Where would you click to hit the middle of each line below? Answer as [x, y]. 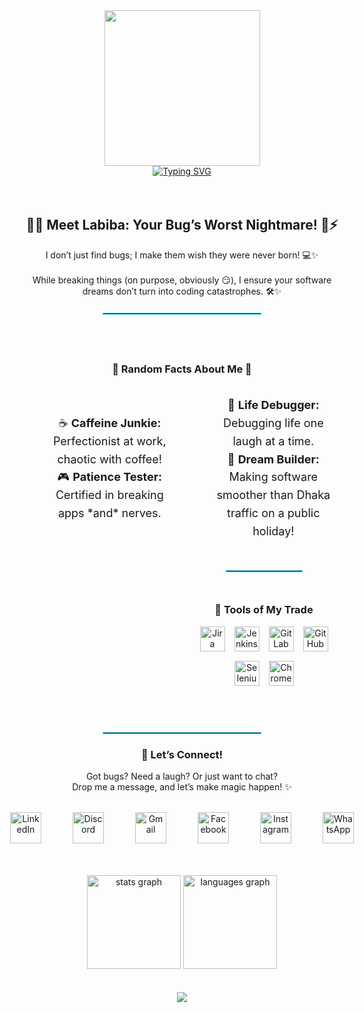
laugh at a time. [273, 441]
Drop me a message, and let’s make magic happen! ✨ [182, 787]
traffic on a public [274, 512]
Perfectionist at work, [109, 441]
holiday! [273, 531]
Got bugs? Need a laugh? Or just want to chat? [182, 776]
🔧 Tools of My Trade [264, 610]
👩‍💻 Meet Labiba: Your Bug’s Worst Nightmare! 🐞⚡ [182, 225]
